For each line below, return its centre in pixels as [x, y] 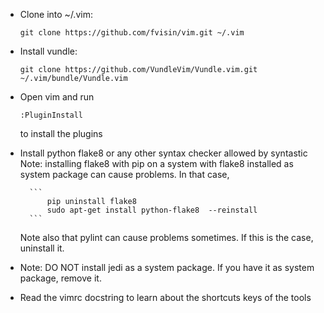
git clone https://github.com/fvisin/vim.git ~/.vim [132, 33]
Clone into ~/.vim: [56, 14]
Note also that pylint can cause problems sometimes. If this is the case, [166, 237]
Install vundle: [48, 51]
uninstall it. [42, 248]
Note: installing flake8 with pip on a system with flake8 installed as [156, 163]
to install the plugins [61, 133]
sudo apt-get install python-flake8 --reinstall [152, 210]
